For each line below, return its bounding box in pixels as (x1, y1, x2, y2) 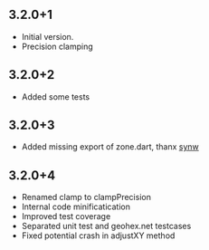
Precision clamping (21, 41, 94, 52)
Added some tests (21, 91, 90, 102)
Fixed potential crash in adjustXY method (21, 230, 176, 241)
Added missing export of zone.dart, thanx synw (21, 141, 200, 152)
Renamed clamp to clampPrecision (21, 192, 151, 203)
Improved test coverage (21, 211, 111, 222)
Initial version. (21, 31, 74, 42)
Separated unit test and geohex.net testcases (21, 221, 192, 232)
